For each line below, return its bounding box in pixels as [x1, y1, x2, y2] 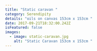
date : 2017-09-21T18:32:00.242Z [5, 20, 71, 26]
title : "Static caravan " [5, 7, 58, 12]
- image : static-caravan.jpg [9, 34, 69, 39]
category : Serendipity [5, 12, 51, 17]
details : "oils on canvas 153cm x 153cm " [5, 16, 93, 21]
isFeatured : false [5, 25, 42, 30]
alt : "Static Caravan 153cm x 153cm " [14, 39, 93, 44]
